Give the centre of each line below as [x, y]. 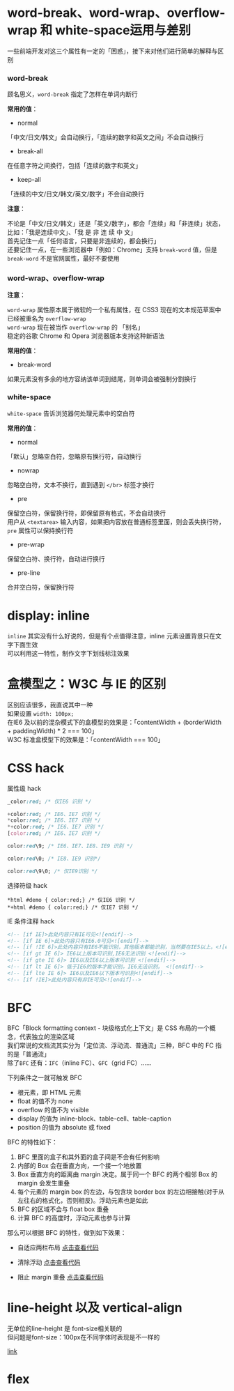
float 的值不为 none [45, 1101]
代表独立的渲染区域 [47, 1036]
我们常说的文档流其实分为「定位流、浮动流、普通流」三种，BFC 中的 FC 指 [114, 1045]
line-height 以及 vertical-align [95, 1308]
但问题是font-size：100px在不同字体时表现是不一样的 [84, 1337]
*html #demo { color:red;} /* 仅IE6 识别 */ [71, 900]
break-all [30, 151]
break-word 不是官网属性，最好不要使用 [63, 259]
